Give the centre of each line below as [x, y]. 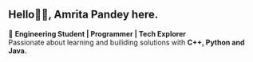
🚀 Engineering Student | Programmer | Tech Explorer [97, 33]
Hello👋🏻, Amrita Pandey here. [83, 15]
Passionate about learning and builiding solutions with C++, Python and [126, 42]
